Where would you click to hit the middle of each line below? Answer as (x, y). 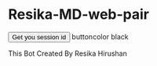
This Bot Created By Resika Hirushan (68, 53)
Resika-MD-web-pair (79, 15)
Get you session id (39, 37)
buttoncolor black (100, 36)
